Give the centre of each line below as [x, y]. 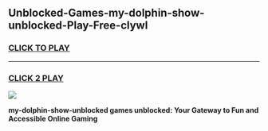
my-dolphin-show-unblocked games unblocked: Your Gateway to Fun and [134, 110]
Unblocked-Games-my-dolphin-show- [106, 13]
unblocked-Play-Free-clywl [78, 26]
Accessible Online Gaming [53, 118]
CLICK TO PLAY [39, 48]
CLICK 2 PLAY [36, 78]
